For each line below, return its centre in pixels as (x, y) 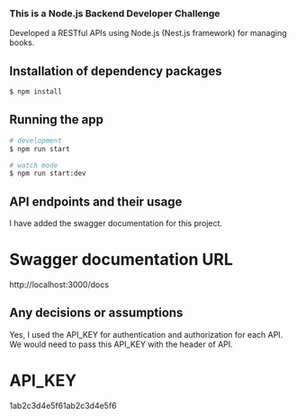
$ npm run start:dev (48, 174)
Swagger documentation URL (121, 260)
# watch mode (34, 165)
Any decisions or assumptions (96, 313)
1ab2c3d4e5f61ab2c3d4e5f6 (63, 405)
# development (36, 141)
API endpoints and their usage (96, 201)
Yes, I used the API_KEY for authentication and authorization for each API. (146, 334)
